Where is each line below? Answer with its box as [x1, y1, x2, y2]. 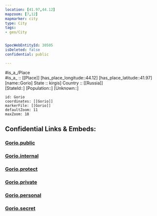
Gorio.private [5, 178, 37, 185]
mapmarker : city [5, 16, 38, 21]
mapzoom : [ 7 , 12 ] [5, 12, 38, 17]
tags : [5, 25, 16, 30]
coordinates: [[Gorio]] [5, 98, 53, 104]
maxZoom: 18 [5, 112, 29, 117]
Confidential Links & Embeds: [5, 125, 96, 133]
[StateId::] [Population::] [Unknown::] [5, 85, 79, 91]
